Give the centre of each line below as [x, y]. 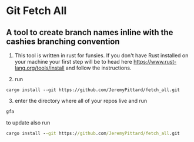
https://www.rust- [155, 62]
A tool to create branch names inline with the [90, 32]
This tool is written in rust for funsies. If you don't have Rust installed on [101, 56]
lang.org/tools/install [39, 68]
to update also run [28, 122]
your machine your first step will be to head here [73, 62]
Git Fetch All [36, 11]
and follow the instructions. [98, 68]
